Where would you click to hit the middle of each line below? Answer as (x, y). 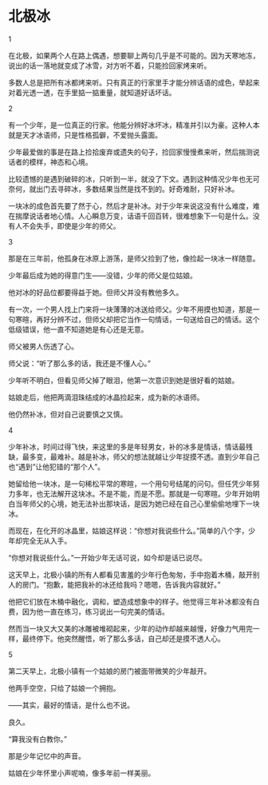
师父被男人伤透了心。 (43, 346)
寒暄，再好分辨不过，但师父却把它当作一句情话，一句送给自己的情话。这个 (137, 319)
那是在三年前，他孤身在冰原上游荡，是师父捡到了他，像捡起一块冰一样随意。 (134, 258)
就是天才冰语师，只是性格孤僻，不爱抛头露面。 (85, 135)
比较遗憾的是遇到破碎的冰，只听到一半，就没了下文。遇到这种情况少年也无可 (134, 179)
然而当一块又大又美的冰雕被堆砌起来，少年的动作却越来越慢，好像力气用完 (130, 628)
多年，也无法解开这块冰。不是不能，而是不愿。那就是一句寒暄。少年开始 (134, 493)
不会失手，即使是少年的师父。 (71, 225)
